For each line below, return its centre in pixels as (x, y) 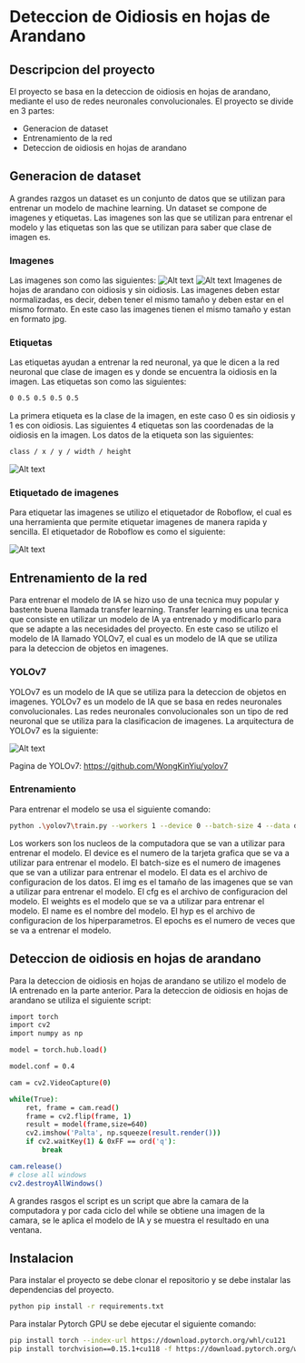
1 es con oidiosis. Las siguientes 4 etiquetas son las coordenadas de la (142, 426)
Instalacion (42, 1258)
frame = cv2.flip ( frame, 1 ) (79, 1116)
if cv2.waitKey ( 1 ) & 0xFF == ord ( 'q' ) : (101, 1142)
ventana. (26, 1229)
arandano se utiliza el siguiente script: (80, 1000)
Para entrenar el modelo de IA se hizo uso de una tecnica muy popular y (144, 600)
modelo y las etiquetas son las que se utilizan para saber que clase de (141, 227)
